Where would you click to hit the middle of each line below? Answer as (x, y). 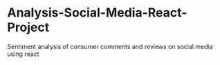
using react (23, 54)
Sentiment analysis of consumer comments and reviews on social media (110, 46)
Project (28, 27)
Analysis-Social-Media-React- (97, 13)
